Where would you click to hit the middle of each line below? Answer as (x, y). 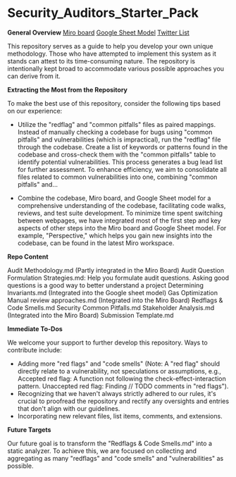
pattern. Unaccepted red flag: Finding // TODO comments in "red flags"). (123, 386)
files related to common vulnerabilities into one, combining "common (117, 177)
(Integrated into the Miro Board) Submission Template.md (91, 315)
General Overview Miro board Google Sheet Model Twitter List (99, 32)
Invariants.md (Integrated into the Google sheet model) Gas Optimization (113, 292)
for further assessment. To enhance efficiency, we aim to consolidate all (122, 169)
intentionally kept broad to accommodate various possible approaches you (116, 68)
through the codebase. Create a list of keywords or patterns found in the (123, 147)
